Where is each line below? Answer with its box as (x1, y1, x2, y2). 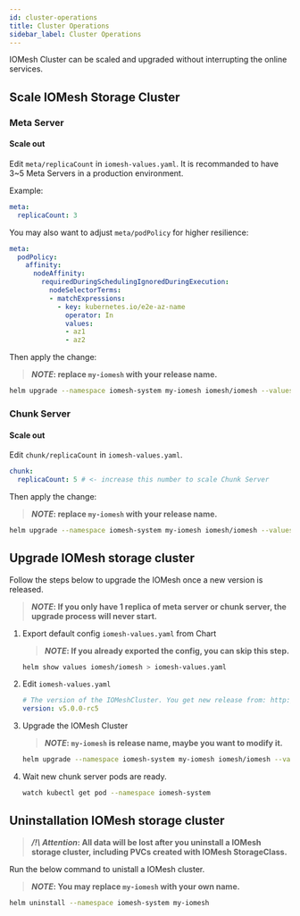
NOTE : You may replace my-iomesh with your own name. (30, 881, 240, 892)
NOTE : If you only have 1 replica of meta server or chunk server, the (30, 601, 287, 612)
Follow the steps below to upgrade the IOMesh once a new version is (9, 574, 263, 585)
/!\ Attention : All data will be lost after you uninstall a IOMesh (30, 836, 262, 847)
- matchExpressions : (48, 294, 126, 303)
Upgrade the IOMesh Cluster (21, 720, 129, 731)
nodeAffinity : (32, 269, 87, 278)
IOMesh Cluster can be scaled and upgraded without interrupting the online (9, 55, 287, 65)
